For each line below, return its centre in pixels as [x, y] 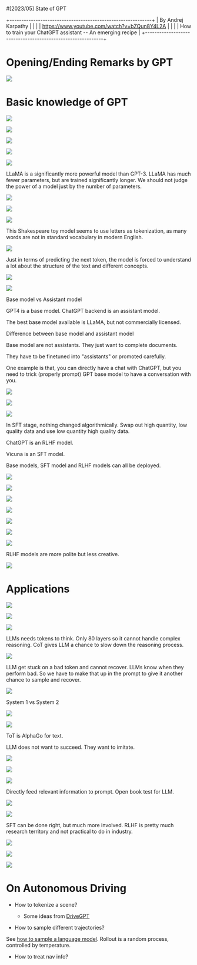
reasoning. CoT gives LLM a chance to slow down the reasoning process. [95, 645]
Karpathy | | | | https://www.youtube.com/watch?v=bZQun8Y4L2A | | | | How [99, 26]
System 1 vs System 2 [33, 702]
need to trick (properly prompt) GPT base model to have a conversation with [98, 374]
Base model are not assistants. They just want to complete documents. [92, 345]
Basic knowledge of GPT [67, 102]
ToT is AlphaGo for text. [35, 735]
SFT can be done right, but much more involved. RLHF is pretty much [90, 825]
